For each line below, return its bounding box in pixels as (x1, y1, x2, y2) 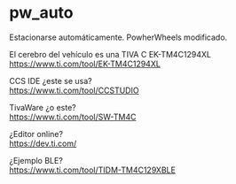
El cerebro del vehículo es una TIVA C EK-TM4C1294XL (9, 49, 211, 59)
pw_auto (9, 3, 74, 23)
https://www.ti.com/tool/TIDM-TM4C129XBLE (9, 165, 176, 175)
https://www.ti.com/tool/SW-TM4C (9, 111, 137, 122)
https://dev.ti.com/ (9, 138, 77, 149)
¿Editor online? (9, 128, 64, 139)
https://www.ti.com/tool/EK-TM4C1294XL (9, 58, 161, 69)
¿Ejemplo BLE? (9, 155, 64, 165)
